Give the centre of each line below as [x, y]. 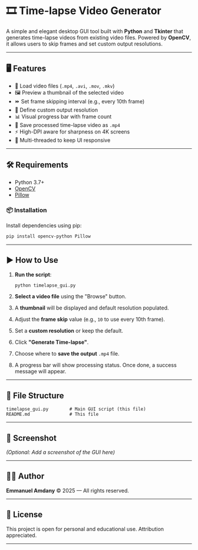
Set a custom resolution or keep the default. [69, 331]
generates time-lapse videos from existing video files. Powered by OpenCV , [99, 37]
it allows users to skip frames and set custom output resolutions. [85, 44]
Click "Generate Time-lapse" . [52, 342]
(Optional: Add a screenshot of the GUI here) [61, 453]
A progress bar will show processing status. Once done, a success [95, 365]
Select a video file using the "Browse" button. [70, 297]
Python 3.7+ [29, 182]
